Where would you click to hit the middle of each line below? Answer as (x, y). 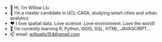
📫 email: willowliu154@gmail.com (45, 34)
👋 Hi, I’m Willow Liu (30, 8)
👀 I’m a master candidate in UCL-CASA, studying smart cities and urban (83, 13)
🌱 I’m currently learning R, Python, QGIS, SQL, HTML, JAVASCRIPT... (80, 29)
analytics (19, 18)
